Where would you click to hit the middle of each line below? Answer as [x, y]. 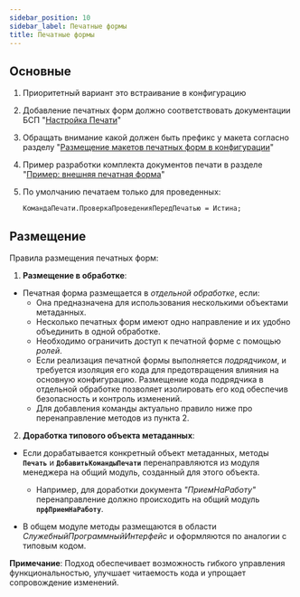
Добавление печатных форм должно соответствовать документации [156, 110]
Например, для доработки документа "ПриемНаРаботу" [146, 490]
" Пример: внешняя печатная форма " [94, 175]
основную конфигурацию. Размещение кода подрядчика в [150, 379]
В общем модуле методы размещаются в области [119, 526]
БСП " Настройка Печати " [72, 120]
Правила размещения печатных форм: [84, 258]
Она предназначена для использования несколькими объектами [162, 303]
